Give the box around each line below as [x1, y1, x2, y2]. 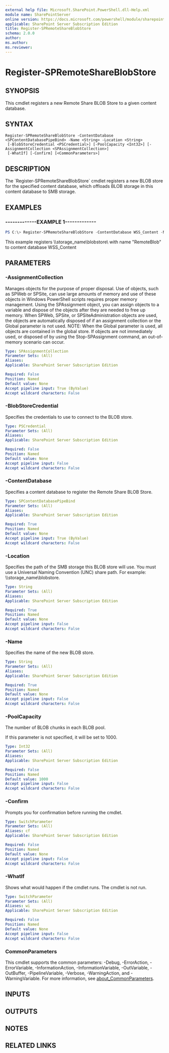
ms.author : [5, 40, 28, 45]
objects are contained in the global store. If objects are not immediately [5, 328, 153, 334]
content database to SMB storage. [5, 188, 76, 194]
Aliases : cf [5, 828, 30, 834]
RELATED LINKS [5, 1041, 56, 1050]
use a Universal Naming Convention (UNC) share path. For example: [5, 569, 146, 575]
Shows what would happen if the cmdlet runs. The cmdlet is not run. [5, 884, 147, 890]
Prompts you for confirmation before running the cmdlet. [5, 809, 123, 815]
